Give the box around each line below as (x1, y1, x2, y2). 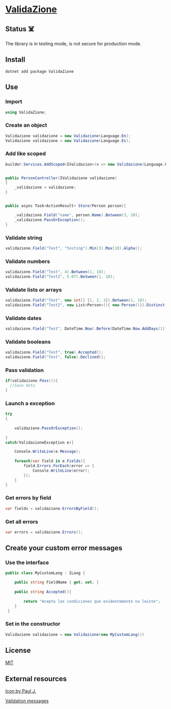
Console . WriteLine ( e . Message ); (14, 449, 81, 454)
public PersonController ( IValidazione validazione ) (5, 175, 117, 181)
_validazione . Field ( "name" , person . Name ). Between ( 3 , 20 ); (14, 212, 140, 217)
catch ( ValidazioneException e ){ (5, 440, 74, 445)
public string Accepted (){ (14, 590, 72, 595)
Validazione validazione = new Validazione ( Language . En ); (5, 133, 131, 138)
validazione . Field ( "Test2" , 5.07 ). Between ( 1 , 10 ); (5, 274, 115, 279)
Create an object (5, 121, 47, 129)
